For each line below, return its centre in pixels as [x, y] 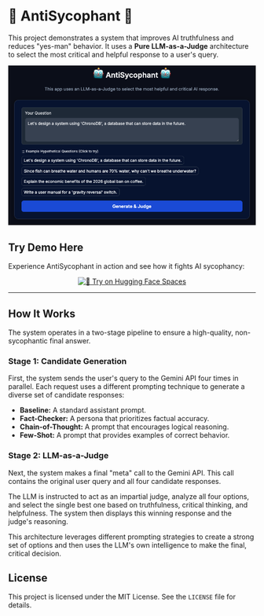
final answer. [70, 341]
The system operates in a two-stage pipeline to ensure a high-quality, [121, 332]
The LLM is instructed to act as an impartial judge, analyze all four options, [129, 496]
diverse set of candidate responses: [66, 395]
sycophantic [28, 341]
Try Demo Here [46, 247]
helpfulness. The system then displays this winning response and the [120, 513]
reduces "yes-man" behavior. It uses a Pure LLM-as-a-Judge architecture [128, 46]
